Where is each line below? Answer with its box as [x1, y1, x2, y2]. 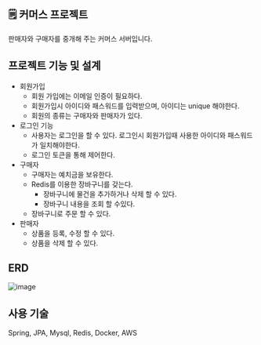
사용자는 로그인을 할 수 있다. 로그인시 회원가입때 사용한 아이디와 [31, 130, 226, 140]
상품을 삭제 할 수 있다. [31, 238, 99, 248]
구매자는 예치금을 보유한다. [31, 169, 114, 179]
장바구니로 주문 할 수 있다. [31, 209, 111, 218]
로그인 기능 [19, 121, 54, 130]
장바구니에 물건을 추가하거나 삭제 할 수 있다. [42, 189, 177, 198]
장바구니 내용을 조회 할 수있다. [42, 199, 136, 209]
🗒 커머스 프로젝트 [8, 8, 89, 22]
